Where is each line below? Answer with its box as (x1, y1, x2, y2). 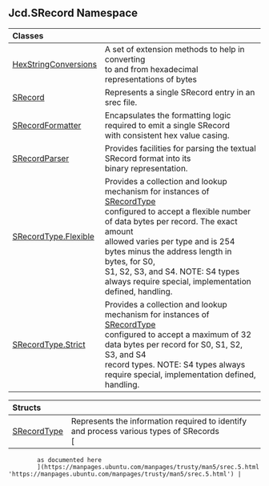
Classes (12, 30, 44, 41)
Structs (12, 402, 42, 413)
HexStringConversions (12, 58, 98, 70)
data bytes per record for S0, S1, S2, (104, 339, 243, 350)
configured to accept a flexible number (104, 206, 251, 217)
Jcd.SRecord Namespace (8, 6, 139, 20)
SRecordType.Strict (12, 339, 86, 350)
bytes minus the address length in (104, 246, 232, 257)
